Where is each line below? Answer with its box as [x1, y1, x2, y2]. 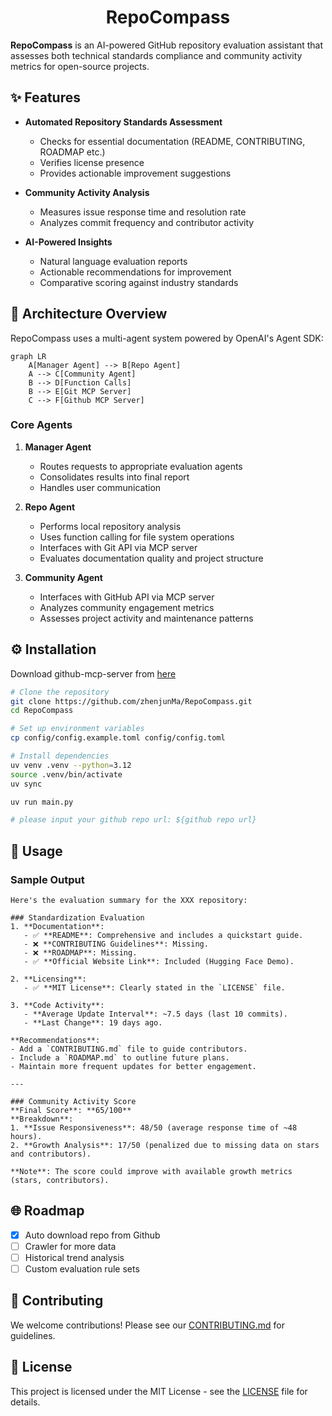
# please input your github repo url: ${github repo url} [10, 815, 257, 825]
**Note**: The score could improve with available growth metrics [10, 1166, 293, 1176]
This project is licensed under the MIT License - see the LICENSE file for [10, 1385, 308, 1397]
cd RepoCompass [10, 706, 74, 716]
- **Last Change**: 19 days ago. [23, 1017, 163, 1028]
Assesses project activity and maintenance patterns [39, 612, 254, 624]
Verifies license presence [39, 156, 145, 168]
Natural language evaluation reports [39, 255, 188, 267]
